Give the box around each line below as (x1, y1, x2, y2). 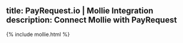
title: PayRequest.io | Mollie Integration (6, 6, 153, 16)
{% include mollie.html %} (6, 31, 70, 38)
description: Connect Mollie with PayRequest (6, 15, 177, 25)
